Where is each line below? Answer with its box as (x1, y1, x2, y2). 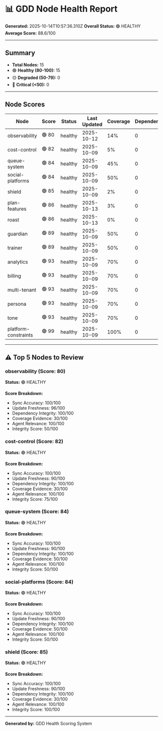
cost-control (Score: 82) (5, 438, 64, 445)
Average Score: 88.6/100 (5, 30, 56, 36)
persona (7, 300, 27, 307)
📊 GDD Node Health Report (5, 3, 118, 15)
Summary (5, 49, 35, 57)
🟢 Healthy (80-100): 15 (12, 67, 61, 73)
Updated (82, 121, 103, 128)
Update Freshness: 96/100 (12, 405, 65, 411)
